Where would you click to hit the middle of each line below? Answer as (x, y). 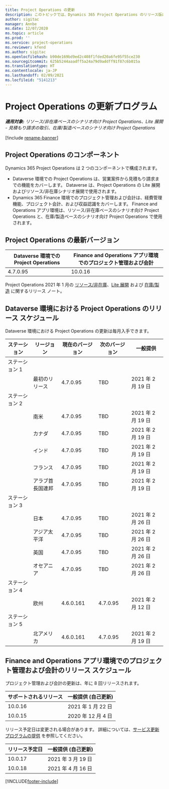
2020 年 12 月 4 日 (90, 716)
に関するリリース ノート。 (38, 291)
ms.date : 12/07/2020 (27, 29)
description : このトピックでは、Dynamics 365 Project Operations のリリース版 (83, 15)
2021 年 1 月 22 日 (90, 706)
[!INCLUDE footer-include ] (32, 781)
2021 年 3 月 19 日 (70, 759)
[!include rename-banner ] (32, 138)
